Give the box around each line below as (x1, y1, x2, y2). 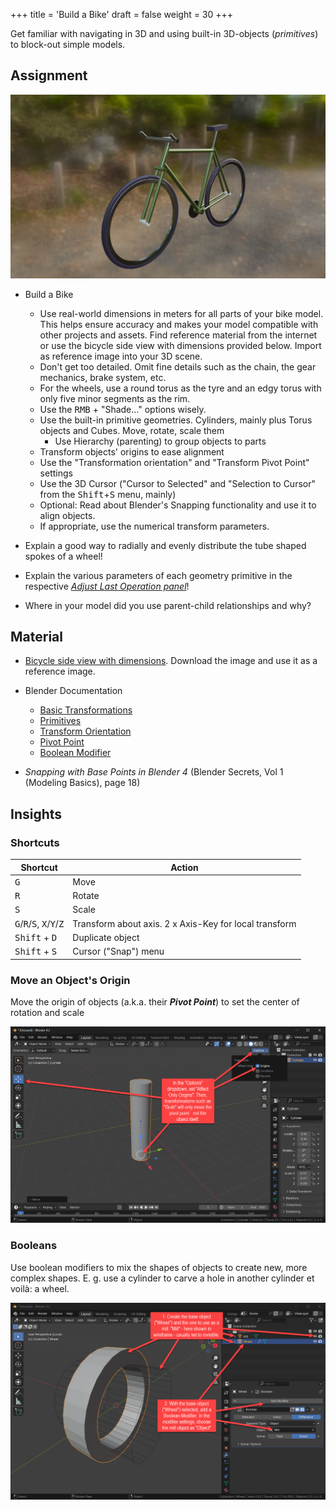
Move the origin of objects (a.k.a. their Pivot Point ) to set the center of (10, 995, 300, 1008)
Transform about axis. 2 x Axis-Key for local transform (72, 917, 297, 929)
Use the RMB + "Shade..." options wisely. (39, 403, 207, 415)
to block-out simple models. (10, 39, 126, 50)
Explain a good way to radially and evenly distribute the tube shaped (24, 539, 307, 551)
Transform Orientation (39, 725, 132, 738)
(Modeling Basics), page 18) (24, 777, 141, 789)
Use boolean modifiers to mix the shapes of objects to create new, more (10, 1261, 308, 1273)
